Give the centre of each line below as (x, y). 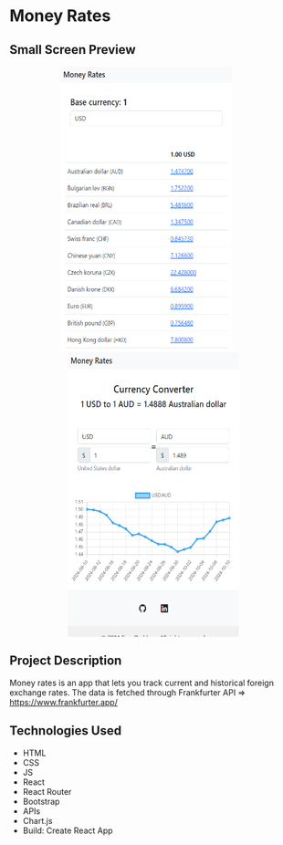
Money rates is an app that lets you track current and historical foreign (141, 683)
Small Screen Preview (73, 50)
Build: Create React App (68, 830)
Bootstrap (41, 801)
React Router (47, 791)
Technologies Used (65, 731)
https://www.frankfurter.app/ (64, 702)
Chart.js (37, 820)
